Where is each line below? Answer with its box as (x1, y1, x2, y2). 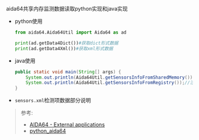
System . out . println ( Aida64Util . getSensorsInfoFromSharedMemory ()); (25, 74, 195, 80)
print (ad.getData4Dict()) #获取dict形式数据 (14, 40, 118, 46)
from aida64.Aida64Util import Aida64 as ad (14, 30, 127, 35)
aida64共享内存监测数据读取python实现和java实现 (6, 5, 129, 12)
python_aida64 (29, 128, 66, 135)
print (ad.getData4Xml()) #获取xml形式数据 (14, 45, 114, 51)
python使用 (14, 18, 43, 25)
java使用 (14, 57, 36, 64)
